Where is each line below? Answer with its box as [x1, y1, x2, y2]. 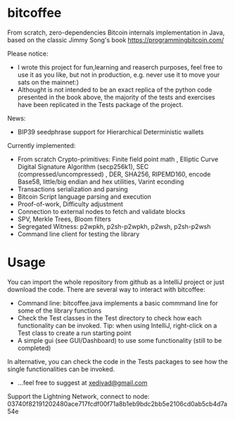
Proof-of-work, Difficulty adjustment [17, 199, 123, 208]
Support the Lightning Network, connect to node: [7, 392, 150, 401]
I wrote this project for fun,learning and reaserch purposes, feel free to [17, 63, 223, 71]
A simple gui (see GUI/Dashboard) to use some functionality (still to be [17, 336, 222, 344]
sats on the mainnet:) [17, 77, 80, 86]
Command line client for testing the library [17, 230, 140, 238]
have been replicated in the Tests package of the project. [17, 100, 184, 108]
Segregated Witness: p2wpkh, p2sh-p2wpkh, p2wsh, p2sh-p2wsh [17, 222, 211, 230]
